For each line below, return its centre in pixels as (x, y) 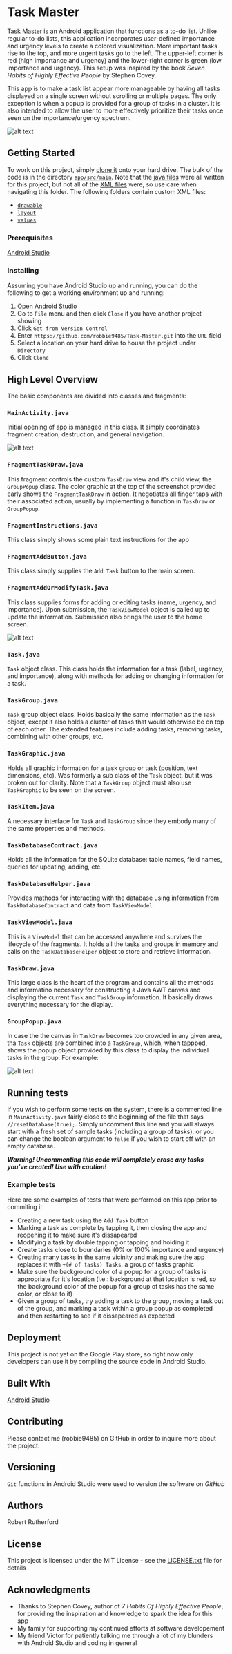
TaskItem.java (31, 807)
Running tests (38, 1093)
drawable (30, 205)
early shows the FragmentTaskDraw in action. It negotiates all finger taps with (115, 494)
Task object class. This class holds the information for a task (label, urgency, (116, 669)
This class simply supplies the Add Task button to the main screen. (101, 571)
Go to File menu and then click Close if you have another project (109, 314)
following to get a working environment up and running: (86, 293)
